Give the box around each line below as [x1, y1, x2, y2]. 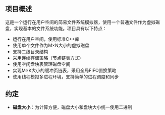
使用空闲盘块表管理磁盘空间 [12, 61, 71, 67]
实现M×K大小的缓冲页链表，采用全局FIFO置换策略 [12, 67, 117, 73]
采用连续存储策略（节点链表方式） [12, 55, 84, 61]
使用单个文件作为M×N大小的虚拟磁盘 [12, 42, 90, 48]
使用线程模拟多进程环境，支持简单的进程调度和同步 [12, 73, 119, 79]
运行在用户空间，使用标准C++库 [12, 36, 80, 42]
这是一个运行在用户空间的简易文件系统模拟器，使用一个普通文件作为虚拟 [5, 19, 155, 25]
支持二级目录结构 [12, 48, 48, 54]
